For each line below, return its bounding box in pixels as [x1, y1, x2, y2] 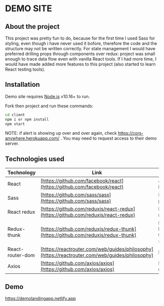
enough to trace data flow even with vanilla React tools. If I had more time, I [5, 56, 157, 61]
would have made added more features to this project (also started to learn [5, 61, 156, 67]
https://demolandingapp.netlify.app [5, 296, 76, 302]
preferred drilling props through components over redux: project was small [5, 51, 155, 57]
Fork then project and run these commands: [5, 103, 94, 109]
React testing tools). [5, 66, 45, 72]
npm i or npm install [5, 117, 49, 122]
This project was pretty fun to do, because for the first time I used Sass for [5, 35, 155, 41]
